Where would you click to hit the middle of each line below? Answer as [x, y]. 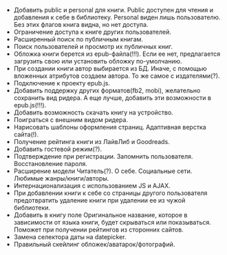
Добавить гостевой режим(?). [57, 149]
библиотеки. [32, 207]
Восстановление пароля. [51, 164]
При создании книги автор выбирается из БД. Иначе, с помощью [110, 69]
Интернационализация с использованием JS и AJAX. [92, 186]
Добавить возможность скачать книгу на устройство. [93, 112]
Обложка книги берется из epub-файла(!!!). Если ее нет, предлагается [117, 54]
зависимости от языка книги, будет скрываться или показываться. [112, 222]
